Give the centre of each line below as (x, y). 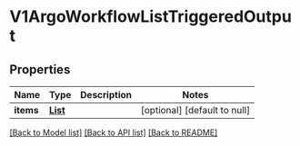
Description (106, 95)
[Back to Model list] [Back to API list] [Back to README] (114, 132)
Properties (40, 69)
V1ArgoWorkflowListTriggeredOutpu (151, 17)
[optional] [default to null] (195, 110)
